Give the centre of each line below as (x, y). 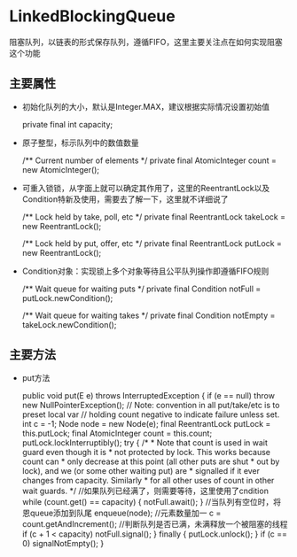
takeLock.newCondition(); (69, 324)
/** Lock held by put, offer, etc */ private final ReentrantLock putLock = (152, 243)
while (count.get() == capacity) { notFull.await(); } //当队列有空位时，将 (152, 501)
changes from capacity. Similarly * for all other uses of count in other (148, 480)
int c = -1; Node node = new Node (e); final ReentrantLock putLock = (146, 423)
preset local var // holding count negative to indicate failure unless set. (151, 414)
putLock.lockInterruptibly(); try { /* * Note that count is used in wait (145, 442)
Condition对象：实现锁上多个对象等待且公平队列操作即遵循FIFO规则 (145, 271)
